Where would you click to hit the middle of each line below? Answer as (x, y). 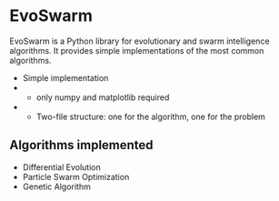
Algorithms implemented (81, 145)
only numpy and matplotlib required (103, 97)
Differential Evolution (62, 167)
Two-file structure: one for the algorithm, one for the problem (151, 116)
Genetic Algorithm (56, 186)
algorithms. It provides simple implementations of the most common (137, 50)
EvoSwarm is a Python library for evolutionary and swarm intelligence (139, 41)
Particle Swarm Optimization (76, 176)
